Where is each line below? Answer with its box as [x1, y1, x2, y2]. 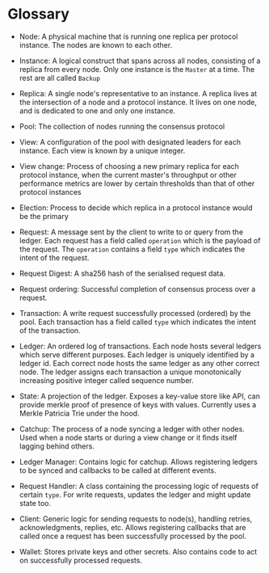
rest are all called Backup [19, 73, 100, 82]
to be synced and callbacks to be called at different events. [19, 466, 217, 475]
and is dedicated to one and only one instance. [19, 106, 175, 116]
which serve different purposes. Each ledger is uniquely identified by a [19, 349, 255, 360]
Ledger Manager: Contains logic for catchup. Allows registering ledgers [19, 457, 258, 466]
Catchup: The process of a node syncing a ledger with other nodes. [19, 423, 246, 433]
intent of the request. [19, 252, 90, 263]
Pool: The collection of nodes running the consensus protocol [19, 121, 225, 131]
